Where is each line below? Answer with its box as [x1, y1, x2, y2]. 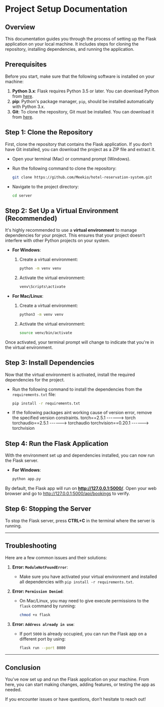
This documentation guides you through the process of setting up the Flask [5, 36, 157, 42]
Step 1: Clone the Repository [5, 128, 93, 136]
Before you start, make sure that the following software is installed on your [5, 73, 155, 79]
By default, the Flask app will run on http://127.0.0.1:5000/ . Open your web [5, 486, 157, 491]
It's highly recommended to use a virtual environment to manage [5, 227, 137, 233]
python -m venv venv [19, 266, 61, 271]
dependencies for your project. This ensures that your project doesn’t [5, 232, 145, 238]
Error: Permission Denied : [12, 588, 64, 594]
